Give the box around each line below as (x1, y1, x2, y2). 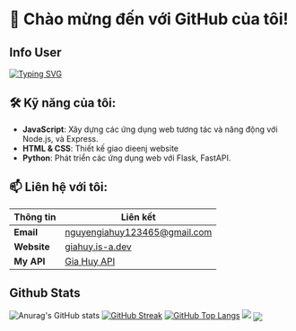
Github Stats (9, 285, 81, 301)
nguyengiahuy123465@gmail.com (64, 225, 213, 238)
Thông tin (13, 211, 57, 223)
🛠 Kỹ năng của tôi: (9, 95, 117, 111)
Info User (9, 45, 62, 60)
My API (13, 255, 46, 267)
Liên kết (120, 211, 156, 223)
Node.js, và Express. (22, 133, 99, 144)
